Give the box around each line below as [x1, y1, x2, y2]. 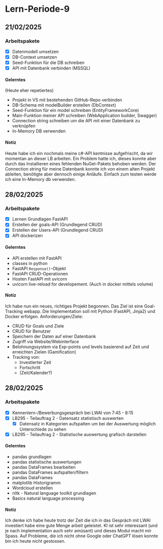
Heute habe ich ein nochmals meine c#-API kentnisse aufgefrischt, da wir [5, 150, 153, 156]
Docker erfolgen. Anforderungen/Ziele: [5, 313, 83, 319]
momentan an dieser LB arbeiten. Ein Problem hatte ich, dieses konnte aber [5, 155, 157, 161]
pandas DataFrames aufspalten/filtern [12, 469, 89, 475]
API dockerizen [12, 233, 43, 239]
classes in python [12, 260, 48, 266]
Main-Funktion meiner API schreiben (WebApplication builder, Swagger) [12, 112, 157, 118]
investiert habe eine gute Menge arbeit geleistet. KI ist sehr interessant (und [5, 523, 158, 528]
